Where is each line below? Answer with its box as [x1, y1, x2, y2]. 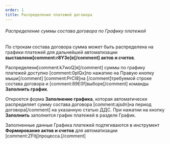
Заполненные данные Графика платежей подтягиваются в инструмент [5, 122, 160, 128]
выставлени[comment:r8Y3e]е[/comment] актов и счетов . [5, 54, 135, 61]
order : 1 [5, 7, 24, 13]
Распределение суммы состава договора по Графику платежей [5, 28, 147, 34]
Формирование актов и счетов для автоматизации [5, 127, 118, 133]
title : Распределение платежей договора [5, 12, 93, 17]
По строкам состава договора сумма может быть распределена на [5, 44, 154, 50]
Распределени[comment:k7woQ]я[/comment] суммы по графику [5, 64, 145, 70]
